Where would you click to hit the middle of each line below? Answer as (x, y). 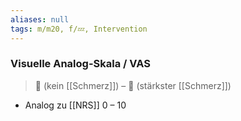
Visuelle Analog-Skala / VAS (80, 64)
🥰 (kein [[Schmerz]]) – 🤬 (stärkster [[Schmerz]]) (133, 85)
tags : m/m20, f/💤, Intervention (79, 29)
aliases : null (40, 19)
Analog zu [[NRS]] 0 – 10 (75, 105)
